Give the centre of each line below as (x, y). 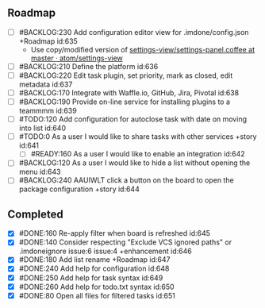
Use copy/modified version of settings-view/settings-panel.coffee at (143, 49)
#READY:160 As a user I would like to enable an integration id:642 (138, 154)
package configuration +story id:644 (79, 189)
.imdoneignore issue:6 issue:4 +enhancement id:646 (105, 251)
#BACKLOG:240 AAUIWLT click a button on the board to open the (127, 180)
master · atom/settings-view (77, 58)
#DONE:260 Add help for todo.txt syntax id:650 (97, 287)
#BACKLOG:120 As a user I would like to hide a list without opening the (134, 163)
